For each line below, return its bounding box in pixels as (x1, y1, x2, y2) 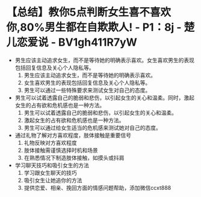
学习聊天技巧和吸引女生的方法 (14, 162, 89, 169)
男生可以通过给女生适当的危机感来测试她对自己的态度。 (23, 124, 161, 131)
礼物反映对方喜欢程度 (23, 139, 77, 146)
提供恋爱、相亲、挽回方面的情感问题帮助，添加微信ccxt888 (23, 184, 172, 191)
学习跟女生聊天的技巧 (23, 169, 77, 176)
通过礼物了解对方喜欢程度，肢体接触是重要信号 (14, 132, 131, 139)
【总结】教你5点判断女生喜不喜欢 (6, 5, 172, 19)
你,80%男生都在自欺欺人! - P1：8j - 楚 (6, 20, 195, 34)
